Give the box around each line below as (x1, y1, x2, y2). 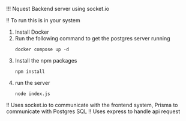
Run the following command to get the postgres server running (14, 35, 170, 42)
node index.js (14, 91, 50, 97)
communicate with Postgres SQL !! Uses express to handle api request (6, 108, 181, 115)
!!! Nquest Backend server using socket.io (6, 5, 110, 12)
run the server (14, 79, 50, 86)
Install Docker (14, 28, 49, 36)
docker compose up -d (14, 46, 69, 52)
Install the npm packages (14, 57, 77, 64)
